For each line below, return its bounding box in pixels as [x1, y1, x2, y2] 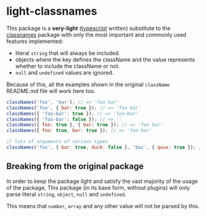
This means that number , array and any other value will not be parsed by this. [6, 202, 200, 209]
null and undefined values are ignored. [15, 69, 114, 76]
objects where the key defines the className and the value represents [15, 56, 195, 63]
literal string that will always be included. [15, 49, 121, 56]
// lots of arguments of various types [6, 139, 109, 145]
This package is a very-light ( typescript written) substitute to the [6, 24, 170, 32]
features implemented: [6, 37, 64, 45]
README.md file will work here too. [6, 87, 96, 94]
